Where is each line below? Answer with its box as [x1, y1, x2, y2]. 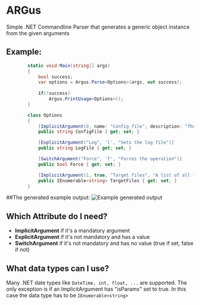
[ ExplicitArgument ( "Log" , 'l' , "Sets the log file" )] [37, 139, 174, 146]
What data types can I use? [6, 263, 110, 273]
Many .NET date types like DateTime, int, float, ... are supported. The [6, 279, 187, 286]
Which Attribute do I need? [6, 211, 108, 221]
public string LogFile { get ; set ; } [37, 145, 132, 151]
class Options [27, 112, 62, 118]
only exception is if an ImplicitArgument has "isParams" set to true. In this [6, 285, 186, 292]
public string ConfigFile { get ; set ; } [37, 129, 140, 135]
